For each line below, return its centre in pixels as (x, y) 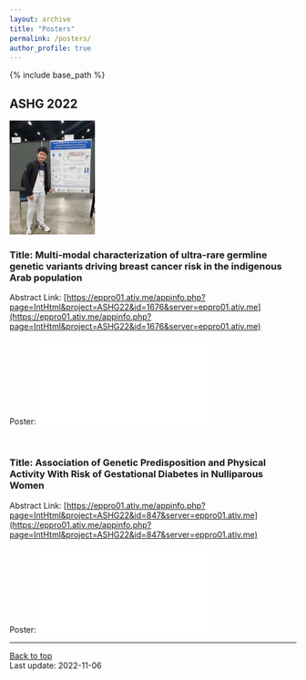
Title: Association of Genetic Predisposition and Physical (138, 462)
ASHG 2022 (44, 103)
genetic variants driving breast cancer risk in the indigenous (146, 266)
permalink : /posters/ (51, 38)
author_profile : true (51, 48)
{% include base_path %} (57, 75)
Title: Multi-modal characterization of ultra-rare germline (138, 255)
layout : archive (40, 19)
